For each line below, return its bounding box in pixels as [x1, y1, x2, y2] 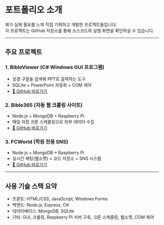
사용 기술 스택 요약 [5, 182, 57, 190]
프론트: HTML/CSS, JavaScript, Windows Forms [12, 196, 108, 202]
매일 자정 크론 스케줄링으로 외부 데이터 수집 [12, 118, 95, 125]
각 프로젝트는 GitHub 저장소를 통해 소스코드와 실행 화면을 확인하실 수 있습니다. [5, 27, 155, 33]
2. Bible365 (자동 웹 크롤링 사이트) [5, 101, 83, 108]
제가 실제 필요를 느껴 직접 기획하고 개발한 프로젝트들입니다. [5, 22, 117, 27]
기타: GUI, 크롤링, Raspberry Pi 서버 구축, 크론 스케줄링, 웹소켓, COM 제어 [12, 214, 154, 220]
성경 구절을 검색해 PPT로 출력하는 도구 [12, 76, 86, 82]
